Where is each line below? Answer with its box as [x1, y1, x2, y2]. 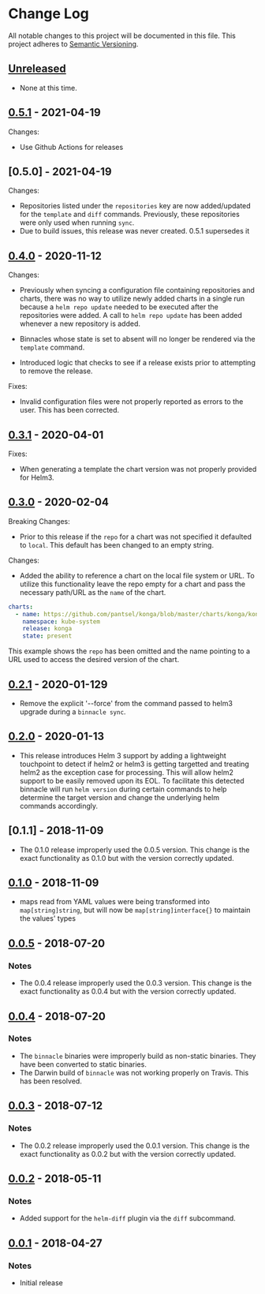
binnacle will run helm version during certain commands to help [19, 784, 227, 794]
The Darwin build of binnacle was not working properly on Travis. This [19, 1068, 249, 1077]
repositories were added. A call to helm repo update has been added [19, 311, 242, 320]
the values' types [19, 914, 77, 923]
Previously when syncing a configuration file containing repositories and [19, 286, 255, 295]
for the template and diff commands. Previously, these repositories [19, 210, 241, 219]
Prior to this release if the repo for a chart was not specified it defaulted [19, 532, 252, 541]
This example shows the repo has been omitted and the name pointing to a [8, 646, 251, 656]
